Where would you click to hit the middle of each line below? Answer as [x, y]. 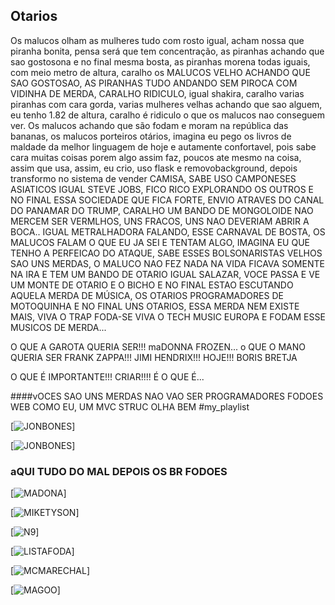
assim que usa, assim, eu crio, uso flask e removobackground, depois [154, 168]
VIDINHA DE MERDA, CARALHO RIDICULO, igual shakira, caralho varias [157, 93]
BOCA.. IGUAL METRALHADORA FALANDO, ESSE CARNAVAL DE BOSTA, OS [168, 231]
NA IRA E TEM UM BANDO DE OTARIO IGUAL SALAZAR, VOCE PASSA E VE [165, 274]
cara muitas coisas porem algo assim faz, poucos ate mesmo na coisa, [156, 157]
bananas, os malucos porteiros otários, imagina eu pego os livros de [151, 136]
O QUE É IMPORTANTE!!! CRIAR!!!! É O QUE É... [107, 376]
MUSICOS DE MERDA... [58, 327]
